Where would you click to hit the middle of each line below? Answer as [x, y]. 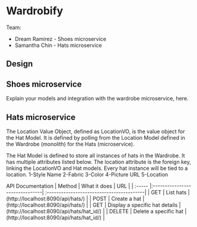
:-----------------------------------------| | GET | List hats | [117, 192]
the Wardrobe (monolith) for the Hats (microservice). [70, 144]
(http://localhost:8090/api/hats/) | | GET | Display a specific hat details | [93, 205]
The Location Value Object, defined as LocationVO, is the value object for [96, 131]
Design [20, 64]
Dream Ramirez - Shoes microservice [61, 39]
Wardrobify [35, 11]
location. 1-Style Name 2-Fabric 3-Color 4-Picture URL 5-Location [87, 174]
